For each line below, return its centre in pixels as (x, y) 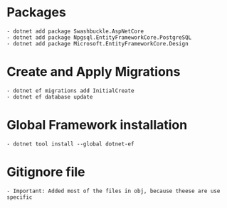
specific (20, 197)
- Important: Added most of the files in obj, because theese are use (114, 191)
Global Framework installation (97, 125)
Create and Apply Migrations (94, 72)
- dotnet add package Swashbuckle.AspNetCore (75, 31)
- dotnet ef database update (50, 97)
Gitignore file (46, 172)
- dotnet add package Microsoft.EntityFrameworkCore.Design (98, 43)
